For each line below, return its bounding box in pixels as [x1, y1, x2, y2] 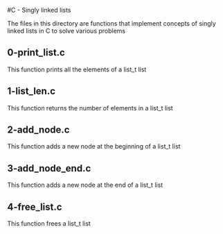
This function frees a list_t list [7, 219, 91, 228]
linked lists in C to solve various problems [7, 27, 126, 35]
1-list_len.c [7, 85, 56, 97]
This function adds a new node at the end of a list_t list [7, 181, 163, 190]
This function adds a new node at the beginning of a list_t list [7, 142, 181, 151]
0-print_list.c [7, 47, 66, 58]
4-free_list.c [7, 201, 62, 212]
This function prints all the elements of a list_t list [7, 65, 147, 74]
